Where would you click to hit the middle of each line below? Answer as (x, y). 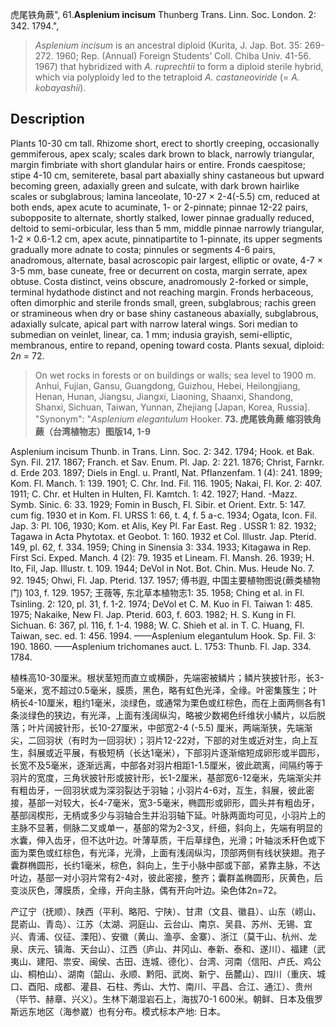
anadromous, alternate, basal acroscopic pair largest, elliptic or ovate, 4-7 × (166, 260)
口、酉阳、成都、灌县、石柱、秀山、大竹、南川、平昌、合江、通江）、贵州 (161, 986)
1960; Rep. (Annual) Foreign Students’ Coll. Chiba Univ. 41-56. (183, 56)
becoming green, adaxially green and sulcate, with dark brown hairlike (155, 185)
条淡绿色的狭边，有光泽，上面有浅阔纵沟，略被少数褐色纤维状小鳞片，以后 (163, 715)
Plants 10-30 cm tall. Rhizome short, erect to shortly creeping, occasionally (165, 143)
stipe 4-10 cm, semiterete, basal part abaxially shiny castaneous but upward (167, 175)
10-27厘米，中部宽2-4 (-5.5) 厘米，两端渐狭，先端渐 (205, 727)
